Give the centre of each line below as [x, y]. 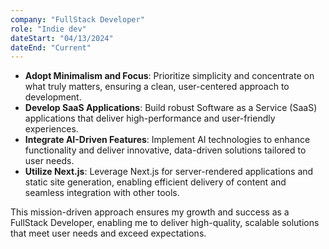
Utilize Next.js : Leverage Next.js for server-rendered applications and [169, 172]
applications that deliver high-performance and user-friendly [150, 118]
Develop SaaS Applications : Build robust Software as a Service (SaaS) [171, 108]
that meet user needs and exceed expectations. [108, 233]
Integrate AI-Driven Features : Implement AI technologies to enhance [167, 140]
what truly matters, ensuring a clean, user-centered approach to [157, 87]
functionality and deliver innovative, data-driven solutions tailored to [165, 150]
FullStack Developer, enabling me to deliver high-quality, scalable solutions [165, 223]
